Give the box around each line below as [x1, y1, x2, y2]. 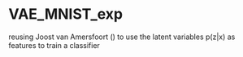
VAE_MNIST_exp [8, 5, 124, 24]
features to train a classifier [8, 40, 100, 50]
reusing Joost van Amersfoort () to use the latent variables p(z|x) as [8, 32, 236, 42]
